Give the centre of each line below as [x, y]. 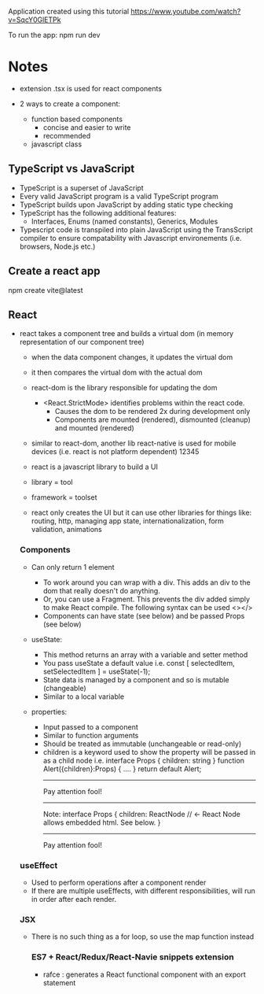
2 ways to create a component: [70, 103]
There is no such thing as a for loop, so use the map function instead [143, 937]
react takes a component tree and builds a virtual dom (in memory [126, 334]
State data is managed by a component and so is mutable [136, 679]
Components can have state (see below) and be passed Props [144, 615]
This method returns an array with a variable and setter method [145, 654]
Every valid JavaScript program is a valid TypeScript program [119, 196]
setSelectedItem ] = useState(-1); [97, 671]
